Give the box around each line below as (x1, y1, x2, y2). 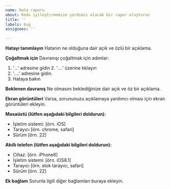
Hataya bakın (12, 76, 41, 82)
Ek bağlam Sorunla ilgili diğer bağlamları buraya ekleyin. (5, 178, 124, 184)
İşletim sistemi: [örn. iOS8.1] (12, 157, 72, 163)
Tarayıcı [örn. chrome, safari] (12, 127, 74, 133)
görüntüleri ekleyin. (5, 101, 46, 108)
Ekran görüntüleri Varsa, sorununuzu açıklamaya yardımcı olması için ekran (5, 96, 165, 102)
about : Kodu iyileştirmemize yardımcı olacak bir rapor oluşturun (5, 12, 150, 17)
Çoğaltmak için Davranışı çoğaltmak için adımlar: (5, 55, 109, 61)
